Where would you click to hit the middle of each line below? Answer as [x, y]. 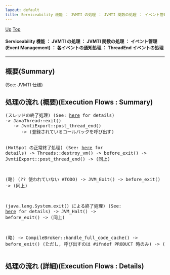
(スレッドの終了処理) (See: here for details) [60, 115]
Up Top [13, 29]
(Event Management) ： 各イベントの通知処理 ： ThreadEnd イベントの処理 [84, 48]
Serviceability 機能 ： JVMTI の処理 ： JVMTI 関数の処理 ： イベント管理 [81, 42]
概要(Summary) [30, 72]
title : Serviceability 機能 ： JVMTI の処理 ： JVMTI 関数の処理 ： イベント [83, 15]
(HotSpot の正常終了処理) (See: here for [54, 148]
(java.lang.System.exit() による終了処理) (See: [63, 206]
